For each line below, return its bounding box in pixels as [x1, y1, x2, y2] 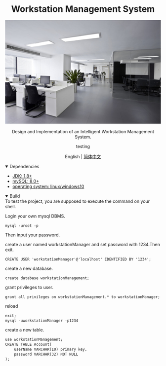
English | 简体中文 [65, 153, 101, 159]
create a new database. [5, 265, 53, 271]
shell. [5, 203, 16, 209]
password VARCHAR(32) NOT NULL [14, 352, 79, 357]
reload [5, 303, 18, 309]
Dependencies [9, 163, 40, 169]
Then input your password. [5, 232, 60, 238]
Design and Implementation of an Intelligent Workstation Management [11, 128, 155, 134]
